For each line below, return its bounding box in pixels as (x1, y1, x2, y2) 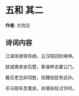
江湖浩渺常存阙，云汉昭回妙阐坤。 (5, 53, 77, 59)
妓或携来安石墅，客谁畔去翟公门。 (5, 64, 77, 70)
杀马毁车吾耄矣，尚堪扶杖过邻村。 (5, 85, 77, 91)
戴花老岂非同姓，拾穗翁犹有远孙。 (5, 74, 77, 80)
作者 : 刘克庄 (5, 22, 31, 28)
